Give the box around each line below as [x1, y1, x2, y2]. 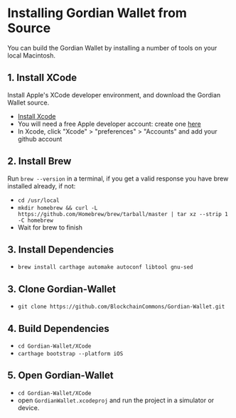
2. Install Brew [7, 155, 72, 168]
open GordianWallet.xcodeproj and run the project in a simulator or [17, 396, 215, 404]
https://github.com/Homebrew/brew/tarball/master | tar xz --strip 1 [17, 210, 229, 218]
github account [17, 134, 63, 143]
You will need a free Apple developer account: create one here [17, 119, 201, 128]
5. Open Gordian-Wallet [7, 370, 114, 382]
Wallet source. [7, 98, 50, 107]
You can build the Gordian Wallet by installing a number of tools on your [7, 43, 218, 52]
